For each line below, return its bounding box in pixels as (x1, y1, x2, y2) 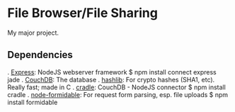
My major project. (7, 28, 59, 37)
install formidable (7, 98, 58, 106)
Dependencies (7, 49, 73, 61)
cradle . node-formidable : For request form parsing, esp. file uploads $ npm (7, 90, 229, 99)
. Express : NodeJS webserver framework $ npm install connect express (7, 67, 217, 76)
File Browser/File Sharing (7, 5, 158, 21)
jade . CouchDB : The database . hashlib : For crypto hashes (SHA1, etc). (7, 75, 215, 84)
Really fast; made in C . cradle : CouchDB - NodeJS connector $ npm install (7, 83, 227, 91)
